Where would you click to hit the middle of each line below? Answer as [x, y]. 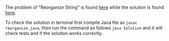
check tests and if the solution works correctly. [54, 33]
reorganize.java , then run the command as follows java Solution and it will [84, 28]
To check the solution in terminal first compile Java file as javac [71, 23]
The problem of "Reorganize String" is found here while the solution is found [84, 7]
